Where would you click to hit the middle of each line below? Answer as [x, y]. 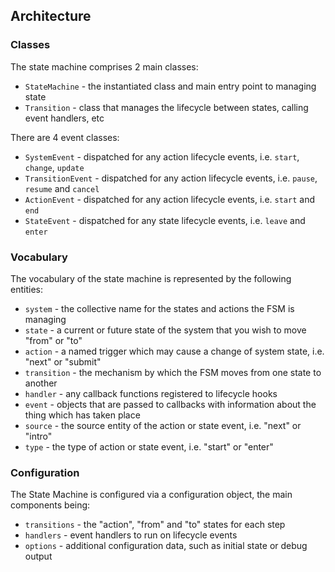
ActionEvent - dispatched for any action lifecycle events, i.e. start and [169, 199]
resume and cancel [62, 188]
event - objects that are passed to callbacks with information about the [170, 404]
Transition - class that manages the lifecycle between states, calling [166, 107]
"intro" [38, 436]
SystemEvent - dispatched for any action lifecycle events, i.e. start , [162, 156]
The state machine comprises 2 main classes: [104, 66]
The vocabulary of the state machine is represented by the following [151, 278]
